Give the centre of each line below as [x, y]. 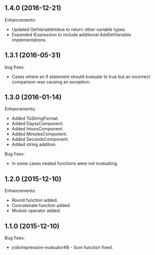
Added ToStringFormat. [35, 118]
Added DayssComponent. [38, 124]
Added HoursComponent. [38, 129]
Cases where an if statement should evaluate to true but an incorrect [81, 76]
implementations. [29, 40]
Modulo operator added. [36, 211]
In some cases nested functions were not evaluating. [65, 163]
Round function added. [35, 200]
